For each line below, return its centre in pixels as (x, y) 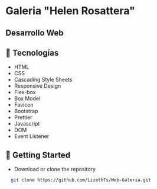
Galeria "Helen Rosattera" (70, 11)
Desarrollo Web (35, 33)
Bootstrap (26, 111)
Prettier (23, 117)
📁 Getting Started (38, 155)
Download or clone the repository (55, 169)
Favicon (24, 105)
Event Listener (32, 136)
